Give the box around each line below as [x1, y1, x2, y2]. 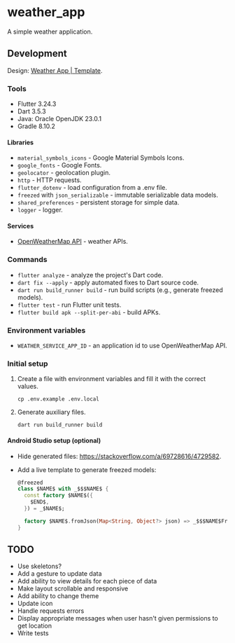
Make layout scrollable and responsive [17, 584, 129, 593]
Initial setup [7, 359, 48, 368]
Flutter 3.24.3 [17, 99, 57, 109]
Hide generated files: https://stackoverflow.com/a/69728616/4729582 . [17, 452, 222, 460]
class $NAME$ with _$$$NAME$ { [17, 485, 109, 492]
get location [17, 621, 52, 630]
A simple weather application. [7, 27, 93, 36]
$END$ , [30, 499, 50, 506]
